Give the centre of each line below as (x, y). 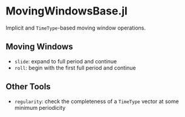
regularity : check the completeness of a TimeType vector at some (96, 101)
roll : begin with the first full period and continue (75, 68)
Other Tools (28, 87)
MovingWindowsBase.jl (67, 11)
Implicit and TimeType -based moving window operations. (76, 28)
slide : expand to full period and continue (66, 61)
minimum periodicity (40, 107)
